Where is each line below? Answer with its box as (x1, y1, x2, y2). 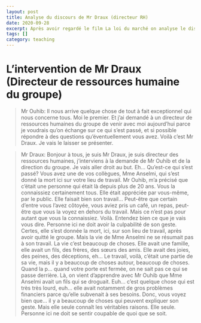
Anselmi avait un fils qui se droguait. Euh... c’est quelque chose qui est (20, 278, 194, 285)
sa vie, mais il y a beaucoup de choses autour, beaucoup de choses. (20, 258, 190, 266)
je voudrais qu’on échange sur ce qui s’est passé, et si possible (20, 126, 177, 133)
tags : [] (6, 31, 28, 37)
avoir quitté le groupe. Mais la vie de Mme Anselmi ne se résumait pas (20, 233, 194, 240)
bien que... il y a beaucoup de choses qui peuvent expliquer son (20, 297, 179, 304)
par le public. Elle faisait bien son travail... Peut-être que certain (20, 195, 178, 202)
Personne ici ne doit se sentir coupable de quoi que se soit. (20, 309, 167, 317)
